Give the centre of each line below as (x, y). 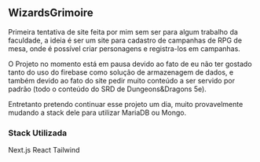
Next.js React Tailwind (44, 150)
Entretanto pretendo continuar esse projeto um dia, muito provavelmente (126, 104)
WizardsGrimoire (51, 13)
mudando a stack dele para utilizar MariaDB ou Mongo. (97, 112)
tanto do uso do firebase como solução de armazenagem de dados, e (121, 72)
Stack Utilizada (38, 133)
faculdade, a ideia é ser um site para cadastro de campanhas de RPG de (125, 40)
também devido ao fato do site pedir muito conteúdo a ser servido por (122, 80)
